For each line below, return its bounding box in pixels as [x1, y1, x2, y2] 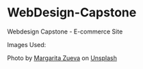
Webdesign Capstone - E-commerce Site [7, 27, 123, 36]
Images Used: [7, 40, 47, 49]
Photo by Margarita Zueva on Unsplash [7, 53, 118, 62]
